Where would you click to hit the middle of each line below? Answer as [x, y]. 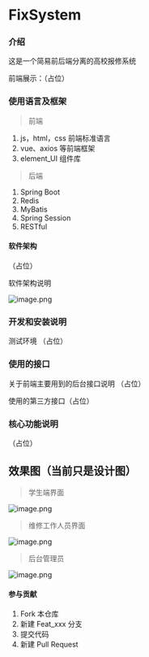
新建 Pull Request [49, 644]
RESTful [34, 226]
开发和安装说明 [38, 321]
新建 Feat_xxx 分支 [51, 624]
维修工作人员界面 [57, 525]
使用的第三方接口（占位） [51, 401]
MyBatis [34, 209]
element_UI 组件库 [50, 158]
